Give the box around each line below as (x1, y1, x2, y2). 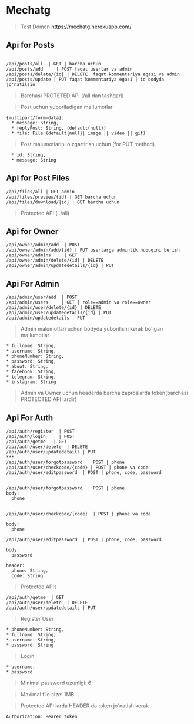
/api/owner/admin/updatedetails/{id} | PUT (6, 263, 115, 269)
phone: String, (11, 568, 49, 574)
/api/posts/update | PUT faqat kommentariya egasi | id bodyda (6, 76, 165, 83)
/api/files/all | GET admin (6, 189, 75, 195)
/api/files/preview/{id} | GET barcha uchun (6, 194, 117, 200)
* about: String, (6, 364, 49, 370)
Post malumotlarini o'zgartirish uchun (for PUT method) (20, 140, 155, 147)
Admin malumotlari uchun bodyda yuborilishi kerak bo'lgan (20, 325, 163, 333)
